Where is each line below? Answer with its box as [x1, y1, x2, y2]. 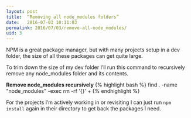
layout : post [6, 8, 38, 15]
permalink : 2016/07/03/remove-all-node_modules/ [6, 25, 127, 31]
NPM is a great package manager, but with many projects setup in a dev [6, 46, 180, 53]
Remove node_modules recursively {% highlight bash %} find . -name [6, 81, 178, 88]
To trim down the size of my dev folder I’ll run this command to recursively [6, 64, 186, 71]
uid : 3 [6, 30, 22, 36]
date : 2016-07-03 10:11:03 [6, 19, 77, 25]
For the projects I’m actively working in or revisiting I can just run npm [6, 99, 172, 106]
